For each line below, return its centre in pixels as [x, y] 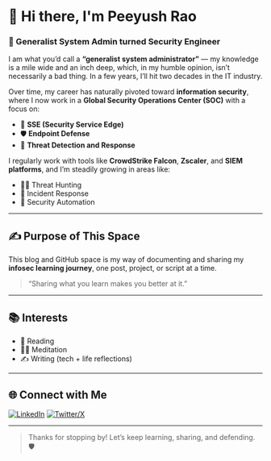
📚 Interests [38, 318]
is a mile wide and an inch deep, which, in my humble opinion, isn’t [119, 68]
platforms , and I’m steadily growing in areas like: [90, 169]
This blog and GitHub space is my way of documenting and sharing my [126, 260]
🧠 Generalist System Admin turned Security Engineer [114, 42]
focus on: [24, 109]
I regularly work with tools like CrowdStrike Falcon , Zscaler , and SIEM [126, 161]
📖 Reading [37, 341]
